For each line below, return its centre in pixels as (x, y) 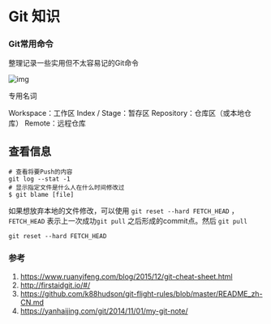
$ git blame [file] (41, 195)
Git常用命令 (31, 44)
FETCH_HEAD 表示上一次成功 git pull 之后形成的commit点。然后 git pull (128, 221)
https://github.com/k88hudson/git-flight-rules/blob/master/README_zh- (141, 293)
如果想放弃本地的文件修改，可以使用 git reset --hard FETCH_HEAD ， (124, 211)
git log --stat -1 (39, 179)
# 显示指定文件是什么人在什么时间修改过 (67, 188)
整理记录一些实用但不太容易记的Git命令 (74, 63)
